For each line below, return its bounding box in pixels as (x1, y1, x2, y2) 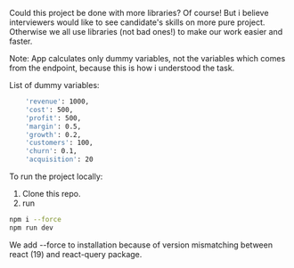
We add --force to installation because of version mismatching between (9, 240, 274, 250)
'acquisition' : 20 (25, 155, 94, 164)
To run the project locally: (9, 171, 103, 182)
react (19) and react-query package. (9, 248, 143, 259)
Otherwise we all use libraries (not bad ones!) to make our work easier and (9, 27, 283, 37)
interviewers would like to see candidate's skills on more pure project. (9, 17, 265, 28)
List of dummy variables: (9, 80, 100, 90)
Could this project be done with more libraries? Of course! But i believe (9, 8, 269, 18)
